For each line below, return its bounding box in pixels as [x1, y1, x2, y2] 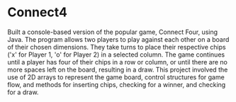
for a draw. [7, 88, 39, 96]
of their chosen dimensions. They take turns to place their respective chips [7, 42, 226, 51]
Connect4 [7, 4, 67, 21]
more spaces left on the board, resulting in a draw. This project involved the [7, 65, 228, 74]
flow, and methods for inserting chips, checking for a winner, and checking [7, 80, 226, 89]
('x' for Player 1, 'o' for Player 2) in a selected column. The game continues [7, 50, 225, 59]
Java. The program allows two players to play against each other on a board [7, 35, 230, 43]
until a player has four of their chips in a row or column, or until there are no [7, 57, 228, 66]
